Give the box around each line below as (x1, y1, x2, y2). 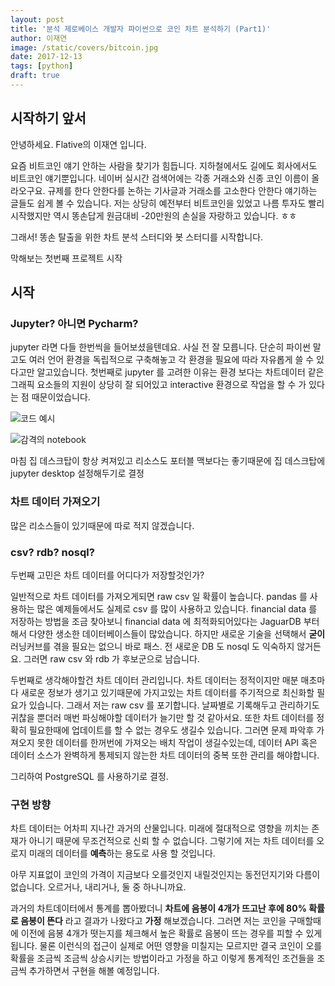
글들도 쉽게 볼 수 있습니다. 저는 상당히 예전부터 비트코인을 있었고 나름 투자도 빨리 (10, 197, 325, 209)
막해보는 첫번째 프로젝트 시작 (10, 252, 123, 264)
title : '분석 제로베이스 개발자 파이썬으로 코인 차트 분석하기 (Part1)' (10, 24, 272, 34)
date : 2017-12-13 (10, 52, 83, 62)
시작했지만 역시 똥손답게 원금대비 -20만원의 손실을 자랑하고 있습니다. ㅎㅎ (10, 209, 298, 221)
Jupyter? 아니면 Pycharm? (10, 317, 139, 330)
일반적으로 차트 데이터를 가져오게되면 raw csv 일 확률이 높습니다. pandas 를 (10, 590, 308, 602)
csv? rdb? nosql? (10, 545, 95, 559)
